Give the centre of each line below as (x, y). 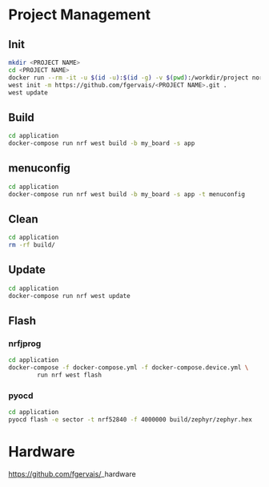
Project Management (79, 15)
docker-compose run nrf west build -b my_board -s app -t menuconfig (127, 194)
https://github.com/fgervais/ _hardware (72, 473)
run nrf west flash (70, 375)
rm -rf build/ (32, 245)
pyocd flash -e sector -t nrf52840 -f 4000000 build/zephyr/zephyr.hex (130, 420)
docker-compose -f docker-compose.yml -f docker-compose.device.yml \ (128, 368)
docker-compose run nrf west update (69, 296)
